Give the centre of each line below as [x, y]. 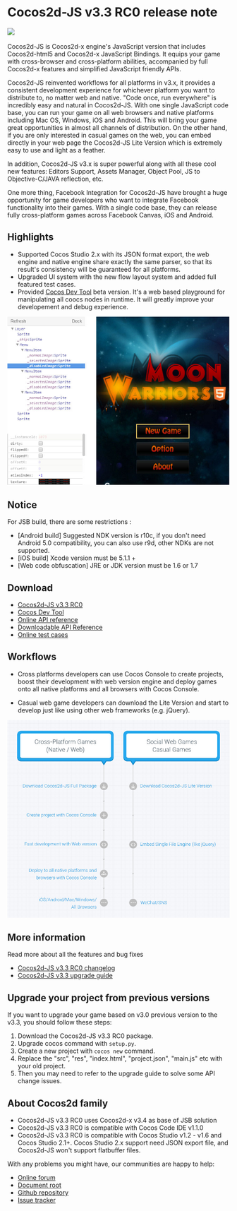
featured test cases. [47, 284]
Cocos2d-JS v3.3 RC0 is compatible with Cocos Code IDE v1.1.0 [110, 1128]
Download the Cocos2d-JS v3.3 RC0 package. [85, 1036]
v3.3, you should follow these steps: [60, 1022]
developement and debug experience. [73, 306]
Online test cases [43, 635]
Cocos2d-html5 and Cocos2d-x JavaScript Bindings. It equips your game [114, 54]
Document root [39, 1185]
